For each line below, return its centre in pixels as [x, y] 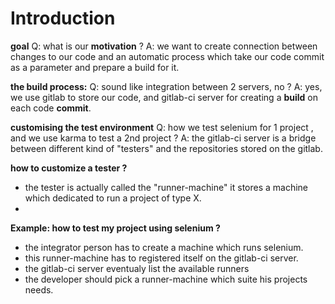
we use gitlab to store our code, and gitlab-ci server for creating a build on [164, 97]
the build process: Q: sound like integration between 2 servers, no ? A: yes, [166, 86]
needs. [39, 289]
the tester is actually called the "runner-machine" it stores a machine [166, 187]
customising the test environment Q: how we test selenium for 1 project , [162, 127]
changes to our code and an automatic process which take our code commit [167, 56]
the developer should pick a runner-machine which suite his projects [166, 279]
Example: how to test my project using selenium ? [115, 228]
